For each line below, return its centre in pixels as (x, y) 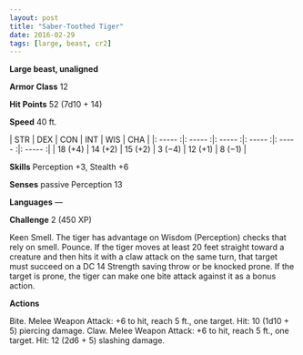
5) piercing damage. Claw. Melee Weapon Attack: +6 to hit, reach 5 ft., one (149, 331)
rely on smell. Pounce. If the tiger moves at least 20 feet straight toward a (147, 248)
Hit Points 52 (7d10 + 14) (56, 105)
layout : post (34, 18)
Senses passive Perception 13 (66, 185)
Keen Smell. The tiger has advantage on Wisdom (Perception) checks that (148, 238)
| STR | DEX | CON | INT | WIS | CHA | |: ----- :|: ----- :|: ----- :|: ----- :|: (143, 140)
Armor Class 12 (39, 86)
